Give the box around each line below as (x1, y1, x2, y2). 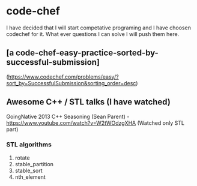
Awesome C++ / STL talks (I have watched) (6, 97, 171, 107)
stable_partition (14, 160, 54, 167)
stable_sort (14, 167, 43, 174)
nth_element (14, 173, 46, 181)
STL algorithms (6, 140, 52, 149)
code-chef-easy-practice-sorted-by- (16, 48, 159, 58)
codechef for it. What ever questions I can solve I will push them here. (6, 30, 180, 37)
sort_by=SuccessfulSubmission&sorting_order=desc (6, 79, 136, 86)
